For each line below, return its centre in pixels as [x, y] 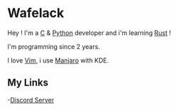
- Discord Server [31, 100]
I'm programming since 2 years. [54, 46]
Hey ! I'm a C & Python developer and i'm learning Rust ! [89, 33]
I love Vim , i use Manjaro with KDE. [58, 60]
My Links [28, 83]
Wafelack [36, 13]
